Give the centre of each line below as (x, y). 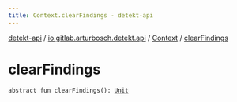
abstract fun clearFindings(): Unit (68, 90)
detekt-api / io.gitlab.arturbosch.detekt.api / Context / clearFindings (118, 38)
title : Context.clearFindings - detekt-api (81, 15)
